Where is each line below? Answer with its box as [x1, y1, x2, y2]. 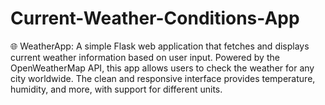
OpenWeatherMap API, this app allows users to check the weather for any [10, 62, 315, 74]
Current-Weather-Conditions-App [10, 7, 300, 30]
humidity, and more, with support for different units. [10, 83, 223, 95]
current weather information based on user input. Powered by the [10, 51, 280, 63]
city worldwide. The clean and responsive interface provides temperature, [10, 72, 316, 84]
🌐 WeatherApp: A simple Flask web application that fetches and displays [10, 40, 310, 52]
